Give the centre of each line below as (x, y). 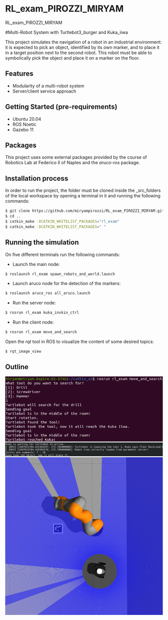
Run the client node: (33, 322)
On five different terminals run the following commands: (62, 254)
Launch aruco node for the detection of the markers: (66, 283)
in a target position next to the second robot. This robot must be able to (79, 53)
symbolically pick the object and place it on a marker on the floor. (72, 58)
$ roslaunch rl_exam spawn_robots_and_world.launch (60, 274)
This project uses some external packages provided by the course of (76, 157)
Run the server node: (34, 303)
